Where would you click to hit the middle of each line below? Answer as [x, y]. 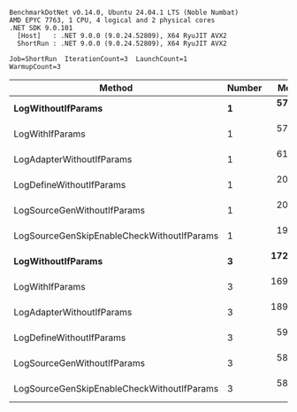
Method [116, 88]
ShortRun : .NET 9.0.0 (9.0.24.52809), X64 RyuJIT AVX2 [122, 43]
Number [244, 88]
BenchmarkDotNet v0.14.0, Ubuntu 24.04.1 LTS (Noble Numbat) [124, 12]
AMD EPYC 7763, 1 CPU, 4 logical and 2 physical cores [112, 20]
